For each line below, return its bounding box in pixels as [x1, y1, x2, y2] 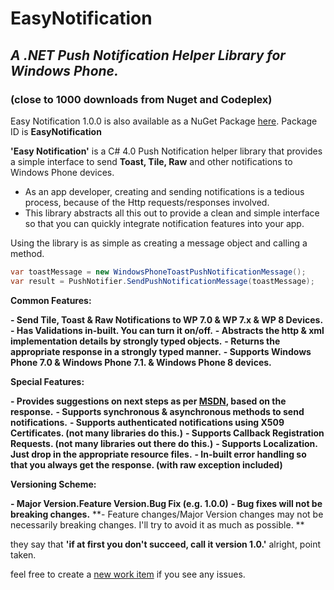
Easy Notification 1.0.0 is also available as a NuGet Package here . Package [10, 115, 318, 127]
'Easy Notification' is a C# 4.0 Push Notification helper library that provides [10, 145, 323, 157]
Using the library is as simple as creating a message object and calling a [10, 237, 308, 249]
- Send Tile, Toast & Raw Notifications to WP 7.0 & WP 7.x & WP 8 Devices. [10, 313, 324, 326]
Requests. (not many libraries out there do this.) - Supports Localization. [10, 437, 318, 449]
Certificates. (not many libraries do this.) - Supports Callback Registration [10, 427, 325, 439]
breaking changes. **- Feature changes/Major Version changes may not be [10, 508, 324, 520]
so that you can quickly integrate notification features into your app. [24, 217, 305, 229]
